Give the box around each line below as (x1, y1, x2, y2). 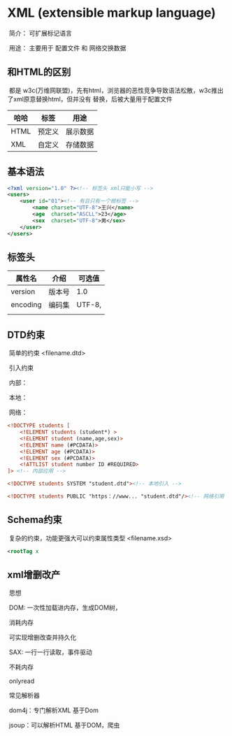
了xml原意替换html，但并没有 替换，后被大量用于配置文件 (7, 94, 173, 103)
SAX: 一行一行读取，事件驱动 (8, 648, 93, 656)
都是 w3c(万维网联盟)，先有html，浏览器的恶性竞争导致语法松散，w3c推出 (8, 86, 224, 94)
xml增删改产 (7, 569, 61, 581)
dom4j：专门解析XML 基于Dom (8, 706, 99, 714)
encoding (10, 300, 42, 310)
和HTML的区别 (7, 66, 71, 78)
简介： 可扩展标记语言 (8, 29, 72, 37)
